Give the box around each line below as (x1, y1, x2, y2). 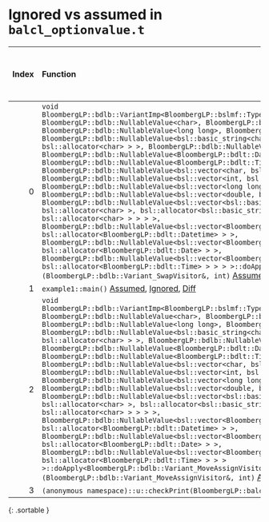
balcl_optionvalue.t (8, 22, 146, 38)
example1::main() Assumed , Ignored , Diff (42, 282, 196, 293)
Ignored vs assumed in (8, 6, 163, 24)
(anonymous (42, 486, 83, 495)
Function (42, 68, 77, 79)
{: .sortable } (8, 505, 50, 515)
